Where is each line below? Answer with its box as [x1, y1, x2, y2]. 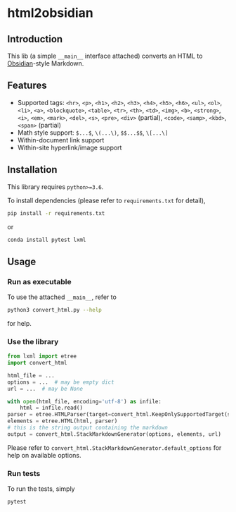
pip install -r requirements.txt [7, 209, 105, 217]
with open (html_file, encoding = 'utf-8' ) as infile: [7, 398, 162, 405]
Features [7, 80, 47, 92]
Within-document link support [17, 135, 105, 144]
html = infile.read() [20, 404, 83, 412]
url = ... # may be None [7, 385, 83, 392]
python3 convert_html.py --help [7, 307, 102, 314]
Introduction [7, 33, 63, 45]
